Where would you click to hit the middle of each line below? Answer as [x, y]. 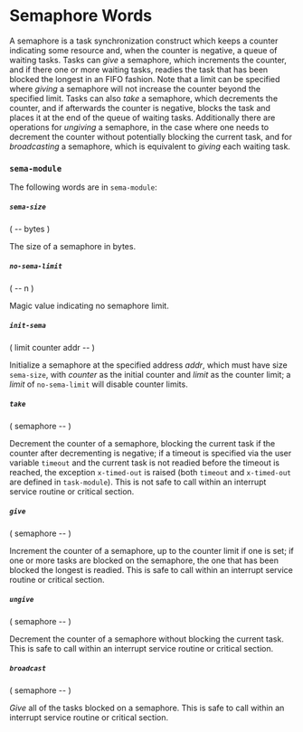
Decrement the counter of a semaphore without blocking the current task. [147, 639]
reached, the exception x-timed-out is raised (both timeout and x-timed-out [150, 473]
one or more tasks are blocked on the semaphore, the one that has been [144, 560]
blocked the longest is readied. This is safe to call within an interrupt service [151, 570]
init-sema [28, 325]
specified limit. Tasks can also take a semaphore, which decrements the [144, 98]
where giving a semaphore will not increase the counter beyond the [135, 89]
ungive [22, 599]
